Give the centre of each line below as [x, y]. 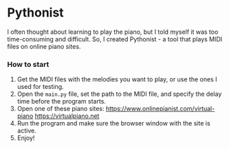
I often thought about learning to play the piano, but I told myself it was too [113, 32]
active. [26, 131]
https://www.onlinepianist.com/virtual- [160, 109]
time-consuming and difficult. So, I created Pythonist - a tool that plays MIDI [115, 39]
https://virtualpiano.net [67, 116]
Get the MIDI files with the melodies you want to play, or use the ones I [117, 79]
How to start [28, 64]
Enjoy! [26, 138]
